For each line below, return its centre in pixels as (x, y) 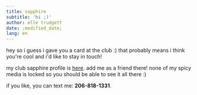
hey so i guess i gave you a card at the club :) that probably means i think (96, 50)
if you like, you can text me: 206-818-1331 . (59, 86)
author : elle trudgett (34, 22)
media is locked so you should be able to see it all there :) (76, 74)
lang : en (17, 34)
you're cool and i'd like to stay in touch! (54, 57)
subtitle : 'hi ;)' (29, 17)
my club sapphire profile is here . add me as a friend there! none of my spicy (99, 68)
